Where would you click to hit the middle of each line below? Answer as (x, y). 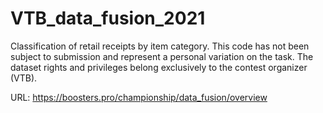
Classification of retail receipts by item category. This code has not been (160, 46)
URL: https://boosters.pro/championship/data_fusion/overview (139, 97)
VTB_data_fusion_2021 (108, 18)
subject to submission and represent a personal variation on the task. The (162, 56)
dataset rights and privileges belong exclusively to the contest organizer (159, 67)
